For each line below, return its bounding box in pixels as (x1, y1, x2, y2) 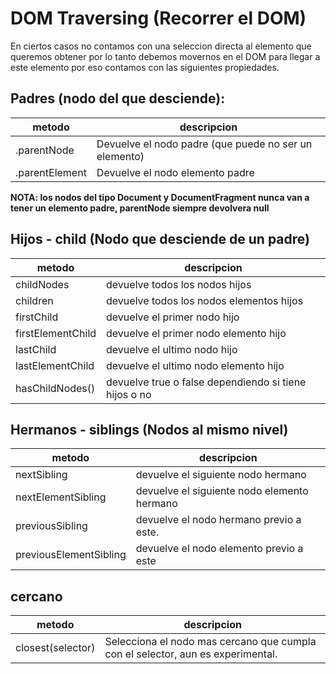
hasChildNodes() (15, 381, 96, 395)
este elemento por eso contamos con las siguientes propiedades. (10, 61, 280, 73)
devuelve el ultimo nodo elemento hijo (106, 358, 285, 372)
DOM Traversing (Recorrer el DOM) (10, 7, 307, 30)
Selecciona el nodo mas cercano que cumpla (104, 635, 317, 649)
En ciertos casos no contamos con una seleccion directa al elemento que (10, 40, 312, 52)
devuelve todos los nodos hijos (106, 277, 252, 291)
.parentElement (15, 165, 87, 179)
